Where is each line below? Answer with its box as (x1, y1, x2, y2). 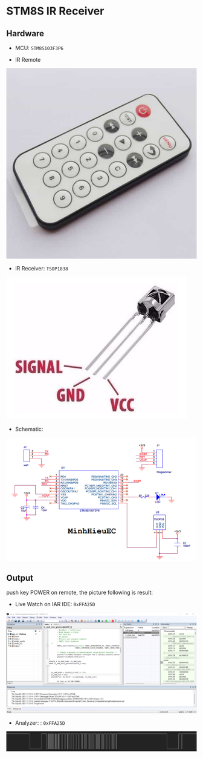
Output (6, 573, 33, 583)
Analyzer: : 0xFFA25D (14, 719, 65, 727)
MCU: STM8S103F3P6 (14, 44, 63, 51)
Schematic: (14, 425, 43, 433)
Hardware (6, 28, 44, 39)
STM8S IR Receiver (6, 4, 105, 18)
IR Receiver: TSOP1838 (14, 265, 68, 272)
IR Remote (14, 56, 41, 63)
